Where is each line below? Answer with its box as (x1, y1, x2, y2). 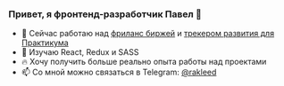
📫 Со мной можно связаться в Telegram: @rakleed (21, 66, 217, 78)
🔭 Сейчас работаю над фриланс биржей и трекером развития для (21, 28, 274, 39)
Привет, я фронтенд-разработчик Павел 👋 (8, 8, 202, 20)
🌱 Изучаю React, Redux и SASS (21, 47, 139, 58)
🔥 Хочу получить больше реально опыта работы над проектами (21, 57, 267, 67)
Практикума (21, 37, 69, 48)
